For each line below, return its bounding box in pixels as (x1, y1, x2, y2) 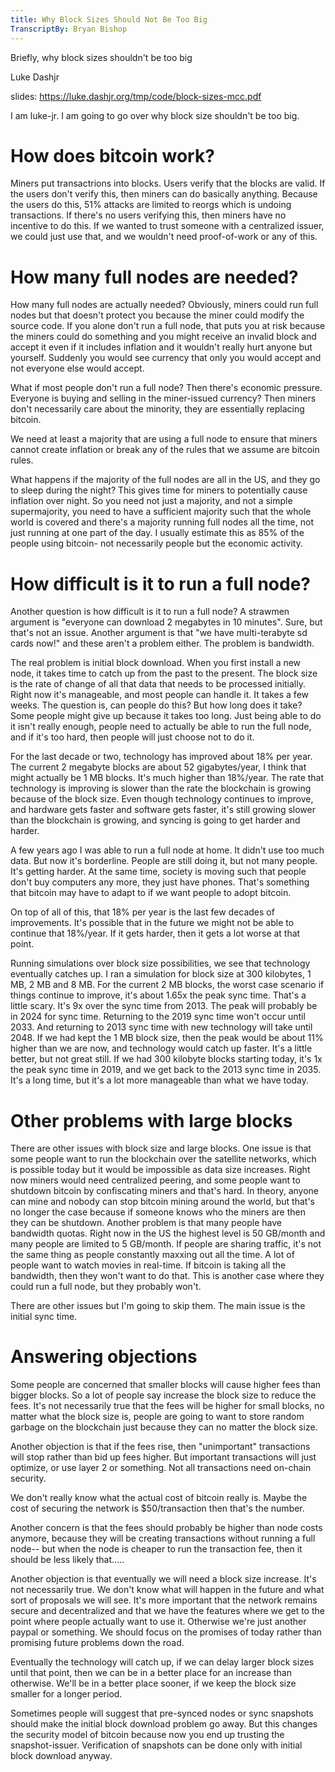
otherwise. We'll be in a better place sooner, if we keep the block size (10, 1677, 297, 1690)
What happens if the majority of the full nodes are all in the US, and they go (10, 474, 321, 486)
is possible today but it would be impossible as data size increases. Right (10, 1164, 311, 1176)
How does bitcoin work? (10, 144, 215, 167)
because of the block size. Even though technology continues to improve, (10, 793, 314, 805)
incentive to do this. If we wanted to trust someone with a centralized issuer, (10, 220, 325, 232)
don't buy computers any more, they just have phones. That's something (10, 876, 310, 888)
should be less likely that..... (10, 1554, 125, 1566)
